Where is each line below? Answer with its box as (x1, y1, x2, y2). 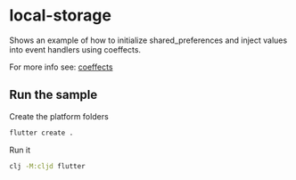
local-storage (9, 5, 111, 26)
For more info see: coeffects (9, 61, 113, 72)
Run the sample (9, 87, 98, 102)
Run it (9, 144, 31, 155)
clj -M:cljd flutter (9, 161, 86, 170)
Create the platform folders (9, 110, 109, 121)
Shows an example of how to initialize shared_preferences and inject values (9, 35, 288, 45)
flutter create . (9, 128, 74, 137)
